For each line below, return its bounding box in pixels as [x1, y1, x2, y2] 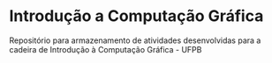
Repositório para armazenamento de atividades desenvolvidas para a [9, 35, 261, 45]
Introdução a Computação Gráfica [9, 6, 264, 26]
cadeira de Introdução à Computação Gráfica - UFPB [9, 44, 202, 54]
